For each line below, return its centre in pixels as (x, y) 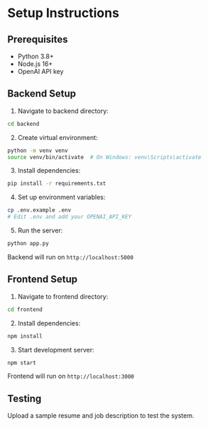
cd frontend (25, 309)
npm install (25, 336)
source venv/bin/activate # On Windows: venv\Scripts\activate (104, 157)
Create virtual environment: (58, 137)
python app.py (28, 244)
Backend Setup (42, 94)
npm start (22, 363)
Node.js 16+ (35, 64)
